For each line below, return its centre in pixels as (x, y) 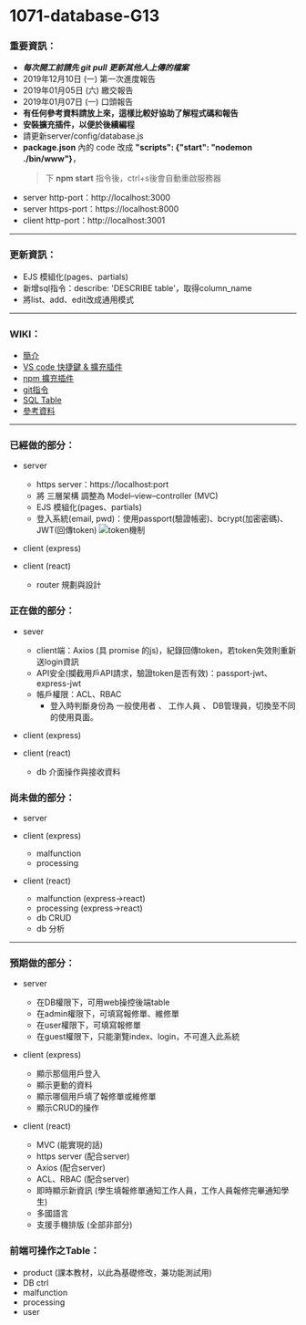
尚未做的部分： (42, 798)
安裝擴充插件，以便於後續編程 (78, 125)
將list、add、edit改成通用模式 (78, 299)
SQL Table (42, 400)
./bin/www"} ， (51, 159)
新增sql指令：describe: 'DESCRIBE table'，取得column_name (137, 287)
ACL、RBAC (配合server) (83, 1179)
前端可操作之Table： (55, 1251)
